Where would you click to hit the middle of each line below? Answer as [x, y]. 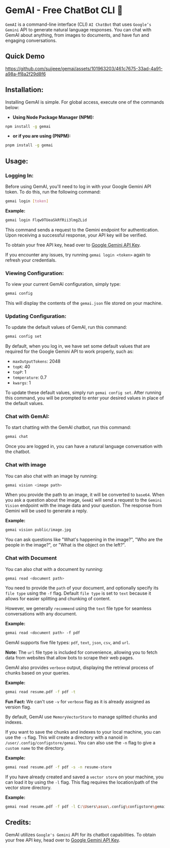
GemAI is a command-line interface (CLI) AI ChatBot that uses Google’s [78, 24]
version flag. [18, 707]
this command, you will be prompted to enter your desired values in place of [85, 398]
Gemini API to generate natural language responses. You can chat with [78, 29]
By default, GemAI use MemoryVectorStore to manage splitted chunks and [81, 717]
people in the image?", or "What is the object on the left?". [66, 545]
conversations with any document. [41, 614]
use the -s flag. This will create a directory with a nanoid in [67, 737]
